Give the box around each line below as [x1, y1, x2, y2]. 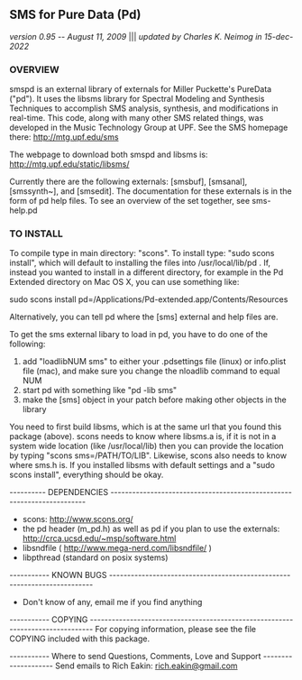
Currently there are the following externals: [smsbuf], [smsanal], [9, 176, 248, 188]
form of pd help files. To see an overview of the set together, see [9, 196, 251, 207]
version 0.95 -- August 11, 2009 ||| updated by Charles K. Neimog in [9, 31, 263, 41]
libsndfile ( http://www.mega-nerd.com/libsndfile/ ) [22, 543, 212, 554]
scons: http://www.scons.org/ [22, 514, 133, 525]
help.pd [9, 205, 38, 216]
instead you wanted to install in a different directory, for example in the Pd [9, 267, 284, 278]
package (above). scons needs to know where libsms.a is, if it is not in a [9, 431, 277, 442]
